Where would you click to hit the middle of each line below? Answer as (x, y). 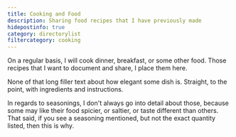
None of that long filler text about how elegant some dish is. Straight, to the (117, 82)
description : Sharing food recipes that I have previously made (104, 21)
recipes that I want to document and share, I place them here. (97, 68)
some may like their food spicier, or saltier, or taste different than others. (113, 111)
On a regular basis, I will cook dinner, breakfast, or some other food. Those (117, 60)
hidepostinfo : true (36, 27)
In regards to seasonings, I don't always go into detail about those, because (118, 103)
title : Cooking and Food (44, 14)
